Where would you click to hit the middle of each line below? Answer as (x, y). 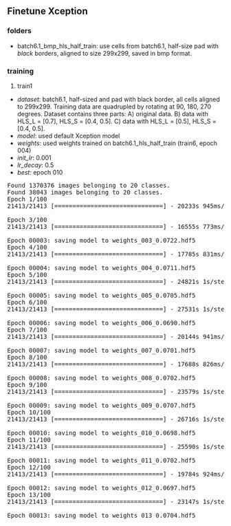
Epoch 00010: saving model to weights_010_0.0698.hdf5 (101, 433)
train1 (25, 86)
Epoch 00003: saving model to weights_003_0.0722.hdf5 (101, 240)
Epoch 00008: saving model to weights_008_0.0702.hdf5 (101, 378)
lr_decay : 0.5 (35, 165)
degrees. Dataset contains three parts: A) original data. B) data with (112, 113)
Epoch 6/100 (27, 302)
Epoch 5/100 (27, 275)
